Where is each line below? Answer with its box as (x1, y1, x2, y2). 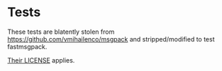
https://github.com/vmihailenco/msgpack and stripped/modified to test (7, 34, 215, 43)
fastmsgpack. (7, 42, 48, 51)
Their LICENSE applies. (7, 56, 75, 64)
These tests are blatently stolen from (7, 27, 115, 36)
